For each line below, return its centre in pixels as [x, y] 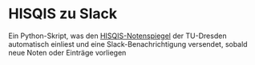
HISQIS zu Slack [63, 14]
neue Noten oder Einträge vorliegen [67, 52]
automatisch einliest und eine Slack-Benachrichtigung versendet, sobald [128, 44]
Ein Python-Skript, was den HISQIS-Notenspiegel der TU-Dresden [117, 36]
